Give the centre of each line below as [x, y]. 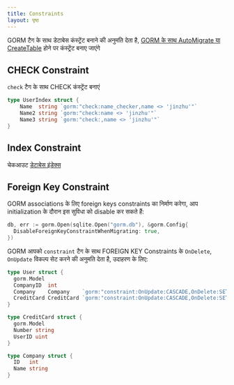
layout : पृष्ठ [23, 20]
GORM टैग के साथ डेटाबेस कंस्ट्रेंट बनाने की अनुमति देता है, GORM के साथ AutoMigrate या [114, 40]
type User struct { [36, 272]
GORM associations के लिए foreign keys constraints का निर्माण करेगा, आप [103, 204]
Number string [34, 330]
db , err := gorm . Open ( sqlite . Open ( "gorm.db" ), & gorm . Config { [98, 225]
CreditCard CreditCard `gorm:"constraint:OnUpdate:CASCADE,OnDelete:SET [121, 298]
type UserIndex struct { [43, 100]
